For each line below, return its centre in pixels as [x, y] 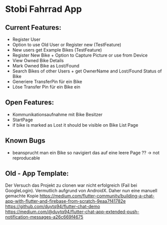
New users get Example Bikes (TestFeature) [57, 50]
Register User [26, 39]
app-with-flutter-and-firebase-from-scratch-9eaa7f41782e [65, 201]
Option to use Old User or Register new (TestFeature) [67, 45]
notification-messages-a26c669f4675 [44, 217]
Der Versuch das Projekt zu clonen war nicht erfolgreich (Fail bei [71, 185]
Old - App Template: [37, 174]
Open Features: [30, 103]
